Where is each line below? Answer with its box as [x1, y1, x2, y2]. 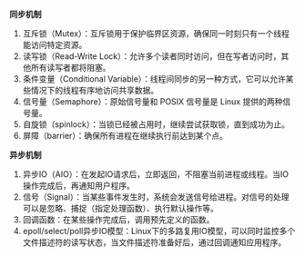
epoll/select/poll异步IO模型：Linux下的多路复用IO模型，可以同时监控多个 [22, 226, 296, 236]
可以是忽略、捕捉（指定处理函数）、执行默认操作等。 [22, 203, 219, 213]
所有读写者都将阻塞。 [30, 63, 111, 73]
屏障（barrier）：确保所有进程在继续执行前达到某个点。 [22, 131, 229, 141]
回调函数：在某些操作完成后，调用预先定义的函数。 [22, 214, 215, 225]
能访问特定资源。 [22, 40, 87, 50]
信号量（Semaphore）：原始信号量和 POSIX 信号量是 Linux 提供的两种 [22, 96, 283, 107]
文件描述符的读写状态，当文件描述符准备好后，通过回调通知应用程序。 [22, 237, 287, 248]
